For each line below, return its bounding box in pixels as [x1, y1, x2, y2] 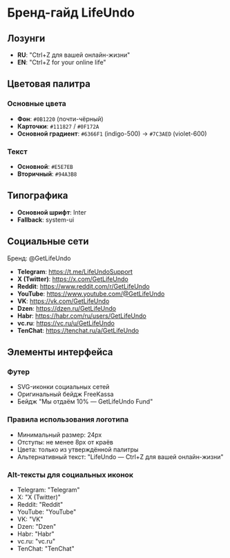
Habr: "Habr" [17, 530, 55, 538]
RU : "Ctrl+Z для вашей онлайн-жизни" [17, 51, 131, 59]
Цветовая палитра [7, 78, 91, 90]
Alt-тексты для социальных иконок [7, 469, 133, 479]
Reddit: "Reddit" [17, 500, 64, 508]
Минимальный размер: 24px [17, 431, 102, 439]
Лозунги [7, 33, 46, 44]
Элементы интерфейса [7, 346, 113, 358]
